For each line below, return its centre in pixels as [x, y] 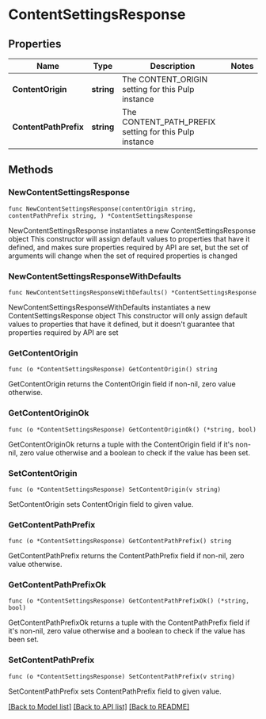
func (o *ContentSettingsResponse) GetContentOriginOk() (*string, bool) [133, 429]
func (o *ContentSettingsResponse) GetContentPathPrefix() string [120, 541]
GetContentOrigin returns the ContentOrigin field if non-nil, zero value [122, 384]
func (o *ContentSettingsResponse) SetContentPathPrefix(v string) [122, 676]
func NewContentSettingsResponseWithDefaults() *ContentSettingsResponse [133, 292]
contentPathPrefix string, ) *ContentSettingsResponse [101, 215]
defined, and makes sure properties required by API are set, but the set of [129, 247]
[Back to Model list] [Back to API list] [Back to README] [99, 706]
